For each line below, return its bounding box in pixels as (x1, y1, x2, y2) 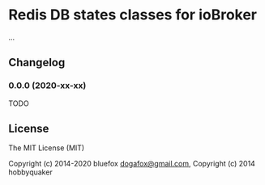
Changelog (8, 56, 66, 69)
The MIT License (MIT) (8, 143, 85, 153)
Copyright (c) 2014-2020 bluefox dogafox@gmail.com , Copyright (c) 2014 (8, 159, 255, 169)
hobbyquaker (8, 167, 53, 177)
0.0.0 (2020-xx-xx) (8, 80, 87, 91)
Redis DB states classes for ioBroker (8, 6, 258, 24)
